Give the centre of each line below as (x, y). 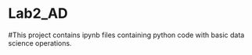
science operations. (40, 43)
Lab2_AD (38, 14)
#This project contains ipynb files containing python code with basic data (126, 35)
